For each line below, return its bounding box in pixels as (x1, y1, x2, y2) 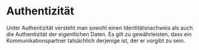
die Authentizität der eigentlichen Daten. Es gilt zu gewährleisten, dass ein (6, 30, 192, 37)
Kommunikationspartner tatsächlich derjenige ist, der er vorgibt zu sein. (6, 37, 186, 44)
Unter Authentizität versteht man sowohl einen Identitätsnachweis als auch (6, 24, 193, 31)
